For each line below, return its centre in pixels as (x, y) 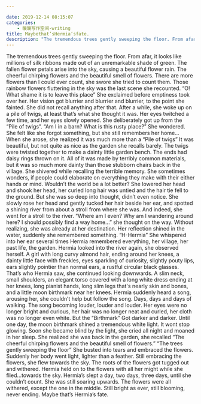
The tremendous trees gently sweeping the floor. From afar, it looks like (94, 56)
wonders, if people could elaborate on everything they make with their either (100, 178)
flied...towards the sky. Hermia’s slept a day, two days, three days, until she (99, 375)
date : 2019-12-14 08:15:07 (40, 17)
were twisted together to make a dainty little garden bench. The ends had (97, 152)
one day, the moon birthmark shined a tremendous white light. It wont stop (98, 324)
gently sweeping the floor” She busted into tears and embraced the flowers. (100, 350)
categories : (21, 23)
